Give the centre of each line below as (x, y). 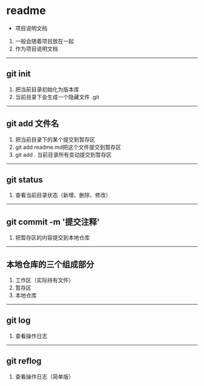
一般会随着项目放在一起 (44, 41)
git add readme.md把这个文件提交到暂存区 (68, 147)
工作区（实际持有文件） (44, 280)
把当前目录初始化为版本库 (47, 89)
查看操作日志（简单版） (44, 376)
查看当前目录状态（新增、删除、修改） (63, 195)
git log (19, 321)
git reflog (24, 361)
